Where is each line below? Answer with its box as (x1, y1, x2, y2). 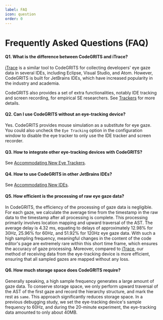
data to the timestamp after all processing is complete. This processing (5, 214, 148, 220)
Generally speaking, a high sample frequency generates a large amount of (5, 278, 155, 284)
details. (5, 100, 20, 106)
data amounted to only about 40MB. (5, 309, 78, 315)
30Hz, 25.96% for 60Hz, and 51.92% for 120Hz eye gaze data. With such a (5, 230, 156, 236)
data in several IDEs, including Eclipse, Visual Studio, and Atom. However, (5, 69, 153, 76)
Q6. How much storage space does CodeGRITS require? (5, 267, 121, 273)
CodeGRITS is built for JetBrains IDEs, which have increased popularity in (5, 75, 153, 81)
